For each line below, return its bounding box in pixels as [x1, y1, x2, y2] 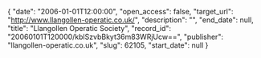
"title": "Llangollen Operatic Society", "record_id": [7, 24, 172, 33]
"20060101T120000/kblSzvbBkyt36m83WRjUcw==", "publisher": [7, 32, 224, 41]
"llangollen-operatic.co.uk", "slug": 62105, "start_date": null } [7, 41, 209, 50]
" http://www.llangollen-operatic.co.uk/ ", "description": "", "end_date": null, [7, 15, 254, 25]
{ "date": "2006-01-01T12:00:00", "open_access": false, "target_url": [7, 7, 234, 16]
